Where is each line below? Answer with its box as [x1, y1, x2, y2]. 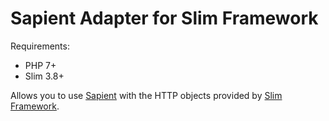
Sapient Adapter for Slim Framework [10, 7, 319, 30]
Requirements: [10, 40, 70, 52]
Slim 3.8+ [24, 70, 65, 82]
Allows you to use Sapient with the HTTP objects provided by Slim [10, 89, 283, 101]
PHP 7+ [24, 59, 57, 71]
